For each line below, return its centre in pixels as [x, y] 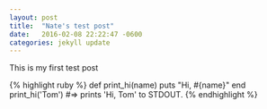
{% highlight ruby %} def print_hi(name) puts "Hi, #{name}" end [128, 85]
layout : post [34, 17]
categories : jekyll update [60, 42]
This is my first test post [54, 68]
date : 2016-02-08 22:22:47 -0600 [76, 34]
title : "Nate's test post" [62, 26]
